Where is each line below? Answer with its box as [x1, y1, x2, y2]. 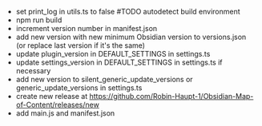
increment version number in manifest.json [15, 24, 158, 33]
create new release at [15, 92, 88, 100]
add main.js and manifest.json [15, 108, 115, 118]
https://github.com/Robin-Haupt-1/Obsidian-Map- [89, 92, 254, 100]
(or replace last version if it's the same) [15, 41, 146, 50]
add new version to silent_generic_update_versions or [15, 75, 194, 84]
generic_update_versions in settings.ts [15, 83, 143, 93]
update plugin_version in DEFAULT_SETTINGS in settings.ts [15, 49, 211, 58]
